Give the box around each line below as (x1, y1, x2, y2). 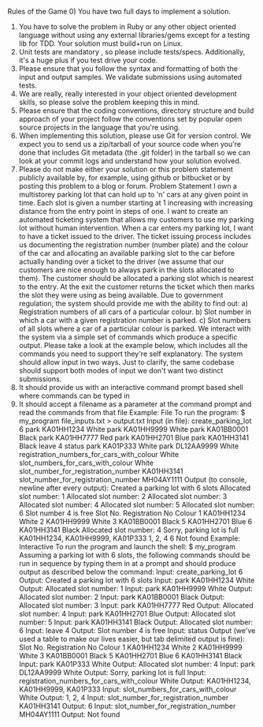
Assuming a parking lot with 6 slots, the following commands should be (18, 550, 250, 560)
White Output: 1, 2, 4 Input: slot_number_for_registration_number (18, 693, 229, 702)
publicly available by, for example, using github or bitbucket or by (18, 173, 232, 182)
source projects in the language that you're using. (18, 122, 180, 132)
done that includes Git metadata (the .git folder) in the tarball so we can (18, 148, 251, 157)
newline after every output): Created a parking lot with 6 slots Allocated (18, 483, 251, 493)
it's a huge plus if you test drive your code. (18, 55, 158, 65)
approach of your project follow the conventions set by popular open (18, 114, 243, 123)
